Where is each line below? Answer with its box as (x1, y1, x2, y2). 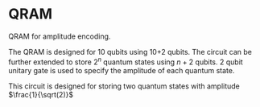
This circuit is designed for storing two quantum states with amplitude (8, 81, 240, 91)
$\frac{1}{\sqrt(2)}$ (8, 89, 74, 99)
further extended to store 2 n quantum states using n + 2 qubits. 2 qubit (8, 56, 243, 67)
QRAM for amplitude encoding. (8, 31, 111, 41)
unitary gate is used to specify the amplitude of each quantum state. (8, 65, 235, 75)
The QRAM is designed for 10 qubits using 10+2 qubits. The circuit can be (8, 47, 252, 56)
